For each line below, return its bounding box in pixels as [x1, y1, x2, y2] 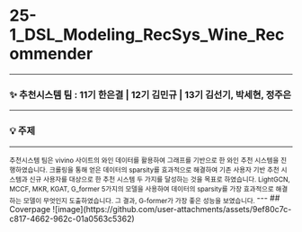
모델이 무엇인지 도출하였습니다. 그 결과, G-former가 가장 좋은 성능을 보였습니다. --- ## [22, 192, 280, 205]
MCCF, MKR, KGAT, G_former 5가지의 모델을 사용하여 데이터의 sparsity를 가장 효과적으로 [9, 184, 274, 193]
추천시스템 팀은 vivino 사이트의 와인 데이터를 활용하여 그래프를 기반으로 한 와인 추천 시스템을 [9, 156, 280, 165]
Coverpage [9, 204, 51, 215]
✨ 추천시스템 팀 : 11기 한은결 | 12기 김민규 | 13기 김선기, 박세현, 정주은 [9, 88, 292, 101]
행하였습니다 [9, 165, 47, 174]
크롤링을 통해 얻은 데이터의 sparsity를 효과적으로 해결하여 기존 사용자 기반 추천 [49, 165, 280, 174]
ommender [9, 44, 93, 64]
